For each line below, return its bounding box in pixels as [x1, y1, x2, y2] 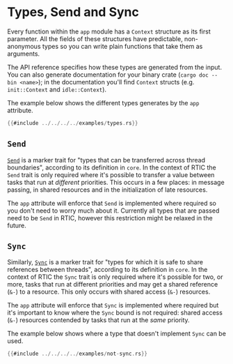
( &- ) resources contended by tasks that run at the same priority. [7, 316, 190, 324]
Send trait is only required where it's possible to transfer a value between [7, 170, 215, 179]
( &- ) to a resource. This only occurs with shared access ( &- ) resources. [7, 287, 211, 296]
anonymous [7, 42, 41, 50]
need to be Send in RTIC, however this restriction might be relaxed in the [7, 213, 214, 222]
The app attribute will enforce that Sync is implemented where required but [7, 301, 219, 310]
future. [7, 221, 26, 229]
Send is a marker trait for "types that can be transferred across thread [7, 156, 206, 164]
